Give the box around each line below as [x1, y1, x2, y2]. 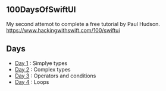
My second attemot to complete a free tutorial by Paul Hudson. [6, 20, 161, 27]
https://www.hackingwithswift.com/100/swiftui [6, 27, 120, 34]
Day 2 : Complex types [14, 66, 71, 73]
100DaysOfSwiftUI [6, 5, 76, 15]
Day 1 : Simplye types [14, 59, 68, 67]
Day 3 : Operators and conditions [14, 72, 96, 79]
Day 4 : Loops [14, 78, 49, 85]
